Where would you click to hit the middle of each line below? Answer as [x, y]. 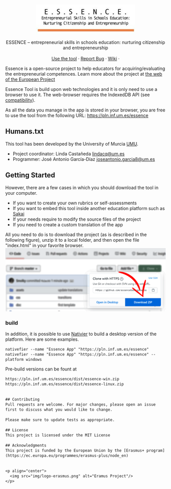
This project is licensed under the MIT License [58, 435]
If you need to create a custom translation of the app [68, 224]
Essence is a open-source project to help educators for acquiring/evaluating [85, 68]
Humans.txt [24, 132]
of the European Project [30, 79]
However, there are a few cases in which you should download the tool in [82, 188]
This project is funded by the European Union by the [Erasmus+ [75, 451]
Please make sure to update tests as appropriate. [60, 420]
